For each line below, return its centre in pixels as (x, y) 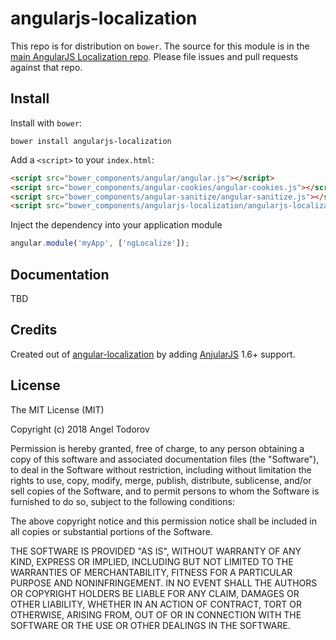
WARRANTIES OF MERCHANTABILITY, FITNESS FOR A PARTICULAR (151, 572)
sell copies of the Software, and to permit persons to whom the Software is (165, 491)
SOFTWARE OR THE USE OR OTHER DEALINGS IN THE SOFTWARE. (150, 625)
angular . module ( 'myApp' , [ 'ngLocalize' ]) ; (100, 243)
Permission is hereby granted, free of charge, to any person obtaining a (157, 448)
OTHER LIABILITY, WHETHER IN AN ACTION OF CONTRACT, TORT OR (156, 604)
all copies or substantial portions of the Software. (111, 531)
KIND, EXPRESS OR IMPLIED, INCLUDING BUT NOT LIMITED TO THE (152, 561)
